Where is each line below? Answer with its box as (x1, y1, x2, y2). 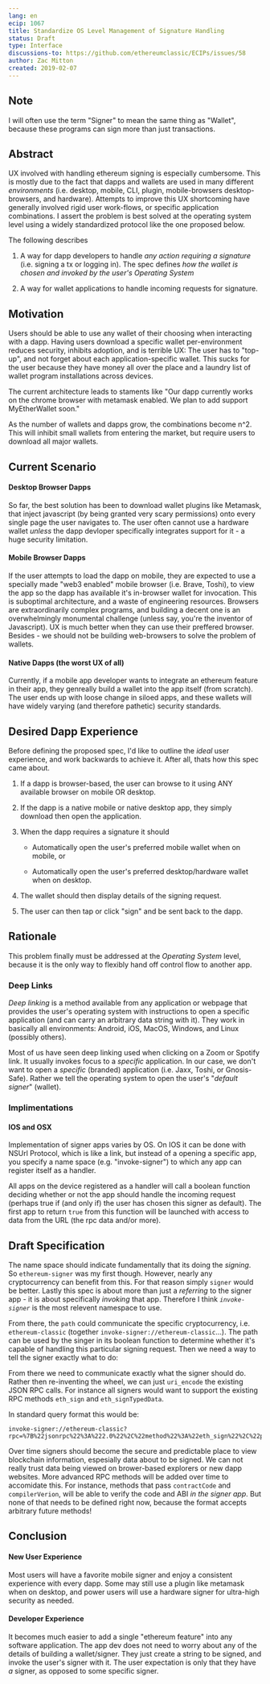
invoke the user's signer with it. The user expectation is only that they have (8, 1657, 256, 1667)
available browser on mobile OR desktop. (19, 787, 157, 797)
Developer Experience (8, 1614, 84, 1624)
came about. (8, 763, 51, 773)
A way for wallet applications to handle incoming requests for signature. (19, 283, 259, 294)
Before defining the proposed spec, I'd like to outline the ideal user (8, 746, 230, 755)
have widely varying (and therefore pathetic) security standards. (8, 701, 222, 711)
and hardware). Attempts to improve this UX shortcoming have (43, 194, 251, 204)
